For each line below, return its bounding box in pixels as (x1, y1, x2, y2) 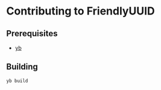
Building (6, 62, 38, 72)
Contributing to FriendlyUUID (6, 4, 155, 18)
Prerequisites (6, 28, 58, 39)
